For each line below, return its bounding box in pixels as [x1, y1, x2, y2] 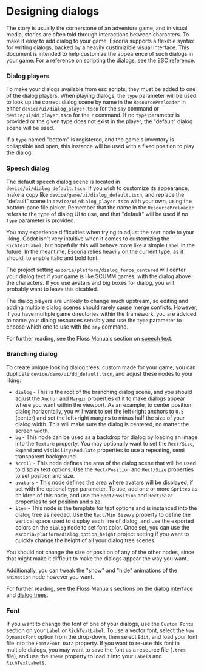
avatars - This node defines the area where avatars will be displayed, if [15, 479, 194, 486]
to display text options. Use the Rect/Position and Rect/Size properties [15, 466, 194, 473]
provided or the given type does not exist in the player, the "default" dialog [6, 118, 193, 125]
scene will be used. [6, 124, 55, 132]
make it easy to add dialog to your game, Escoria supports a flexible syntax [6, 37, 194, 44]
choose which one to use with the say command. [6, 323, 129, 330]
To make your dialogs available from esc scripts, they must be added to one [6, 86, 196, 93]
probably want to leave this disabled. [6, 285, 98, 293]
